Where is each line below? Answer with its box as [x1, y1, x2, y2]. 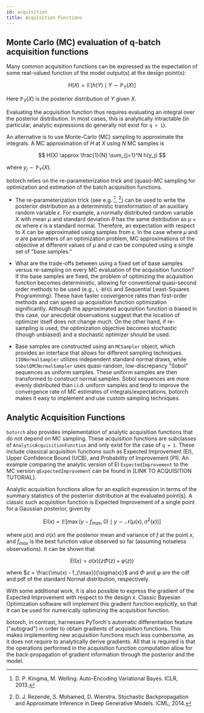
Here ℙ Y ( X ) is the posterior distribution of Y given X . [6, 95, 137, 104]
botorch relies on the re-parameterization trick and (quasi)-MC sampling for [6, 177, 195, 184]
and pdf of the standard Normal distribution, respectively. [6, 575, 150, 583]
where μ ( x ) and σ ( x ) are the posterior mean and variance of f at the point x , [6, 531, 194, 538]
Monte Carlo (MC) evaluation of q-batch [6, 37, 161, 48]
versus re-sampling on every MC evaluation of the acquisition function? [15, 266, 194, 274]
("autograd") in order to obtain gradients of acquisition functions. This [6, 625, 181, 633]
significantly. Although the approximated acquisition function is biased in [15, 305, 197, 313]
